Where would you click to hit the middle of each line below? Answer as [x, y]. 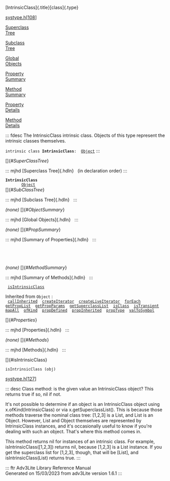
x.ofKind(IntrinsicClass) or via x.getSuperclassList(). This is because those [84, 409]
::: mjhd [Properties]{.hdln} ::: [37, 330]
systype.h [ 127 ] [21, 379]
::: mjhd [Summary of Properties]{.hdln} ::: [51, 239]
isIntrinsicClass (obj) [31, 369]
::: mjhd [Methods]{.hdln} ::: [36, 350]
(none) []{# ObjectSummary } [35, 210]
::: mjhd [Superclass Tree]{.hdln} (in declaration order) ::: [66, 171]
